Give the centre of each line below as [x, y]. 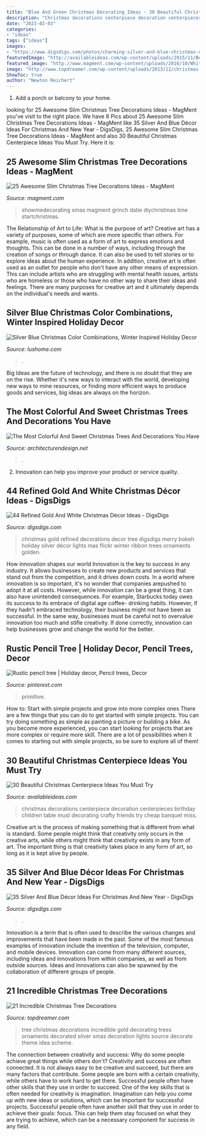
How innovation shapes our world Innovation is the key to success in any [98, 564]
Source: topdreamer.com [38, 1018]
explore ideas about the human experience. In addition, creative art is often [101, 261]
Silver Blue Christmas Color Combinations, [90, 313]
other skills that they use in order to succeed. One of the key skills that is [98, 1087]
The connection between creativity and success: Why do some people [96, 1054]
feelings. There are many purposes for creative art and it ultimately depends [103, 287]
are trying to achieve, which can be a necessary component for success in [101, 1119]
